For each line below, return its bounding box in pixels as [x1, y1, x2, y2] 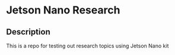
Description [6, 27, 50, 37]
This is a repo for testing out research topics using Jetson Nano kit [6, 42, 169, 49]
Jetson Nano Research [6, 4, 120, 17]
